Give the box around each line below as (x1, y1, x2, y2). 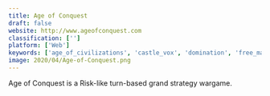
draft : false (8, 19, 52, 27)
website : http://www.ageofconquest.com (8, 26, 142, 34)
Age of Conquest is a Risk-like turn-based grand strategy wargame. (8, 78, 233, 88)
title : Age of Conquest (8, 11, 88, 20)
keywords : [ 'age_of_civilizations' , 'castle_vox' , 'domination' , (8, 49, 231, 57)
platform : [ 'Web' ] (8, 42, 70, 50)
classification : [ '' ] (8, 34, 81, 42)
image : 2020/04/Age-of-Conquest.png (8, 57, 131, 65)
